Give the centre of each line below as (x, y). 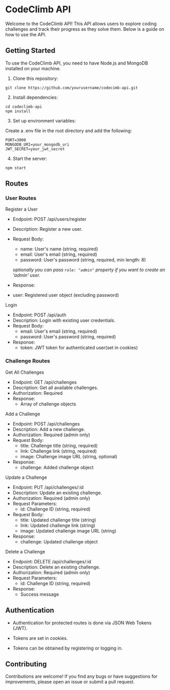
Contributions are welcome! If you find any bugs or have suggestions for (81, 676)
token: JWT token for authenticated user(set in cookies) (79, 348)
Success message (40, 594)
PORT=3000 (16, 140)
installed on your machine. (33, 68)
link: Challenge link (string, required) (58, 451)
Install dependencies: (35, 97)
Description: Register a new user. (47, 229)
